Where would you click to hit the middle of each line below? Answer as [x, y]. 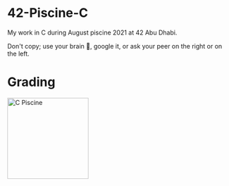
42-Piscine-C [48, 13]
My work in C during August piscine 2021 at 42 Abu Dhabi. [92, 32]
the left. [18, 54]
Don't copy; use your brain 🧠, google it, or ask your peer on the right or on [115, 46]
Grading [31, 82]
